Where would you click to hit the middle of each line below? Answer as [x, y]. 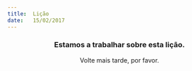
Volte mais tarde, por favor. [119, 60]
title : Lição [28, 14]
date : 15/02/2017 [36, 20]
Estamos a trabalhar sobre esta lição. [119, 45]
